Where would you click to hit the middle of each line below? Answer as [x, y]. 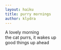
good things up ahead [27, 43]
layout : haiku [20, 9]
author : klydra [20, 18]
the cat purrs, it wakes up [31, 37]
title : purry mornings [28, 14]
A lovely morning [22, 33]
